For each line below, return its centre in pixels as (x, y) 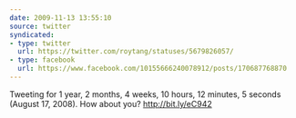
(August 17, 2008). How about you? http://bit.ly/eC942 (111, 103)
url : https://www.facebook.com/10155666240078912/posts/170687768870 (152, 69)
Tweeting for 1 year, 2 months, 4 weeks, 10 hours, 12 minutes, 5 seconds (145, 94)
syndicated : (32, 34)
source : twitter (40, 26)
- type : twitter (40, 43)
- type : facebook (42, 60)
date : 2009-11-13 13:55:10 (61, 18)
